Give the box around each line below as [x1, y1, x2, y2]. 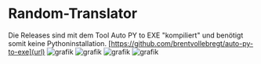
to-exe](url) [8, 47, 45, 56]
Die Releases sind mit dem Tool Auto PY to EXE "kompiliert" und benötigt [8, 30, 244, 40]
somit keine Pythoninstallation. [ [8, 38, 111, 48]
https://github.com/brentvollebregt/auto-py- [111, 38, 253, 48]
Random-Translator [8, 5, 138, 23]
